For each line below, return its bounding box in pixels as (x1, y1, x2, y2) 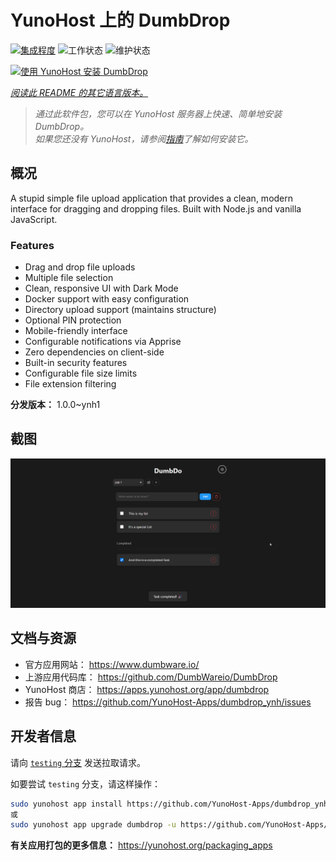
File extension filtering (24, 378, 117, 390)
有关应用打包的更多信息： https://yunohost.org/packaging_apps (10, 839, 273, 851)
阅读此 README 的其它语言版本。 (10, 86, 149, 98)
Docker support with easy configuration (24, 293, 190, 305)
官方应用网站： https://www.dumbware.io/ (24, 658, 200, 670)
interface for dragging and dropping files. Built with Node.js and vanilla (10, 202, 302, 215)
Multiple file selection (24, 272, 114, 284)
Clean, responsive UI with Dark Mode (24, 282, 179, 295)
